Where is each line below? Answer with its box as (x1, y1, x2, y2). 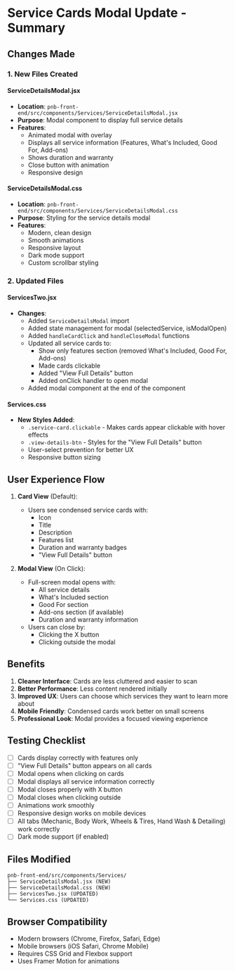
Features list (38, 536, 74, 544)
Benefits (7, 658, 46, 670)
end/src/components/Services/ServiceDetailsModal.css (17, 207, 178, 214)
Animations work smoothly (17, 801, 95, 810)
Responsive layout (27, 243, 81, 251)
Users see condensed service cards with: (27, 506, 149, 515)
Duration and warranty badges (38, 544, 128, 552)
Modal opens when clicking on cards (17, 769, 124, 777)
